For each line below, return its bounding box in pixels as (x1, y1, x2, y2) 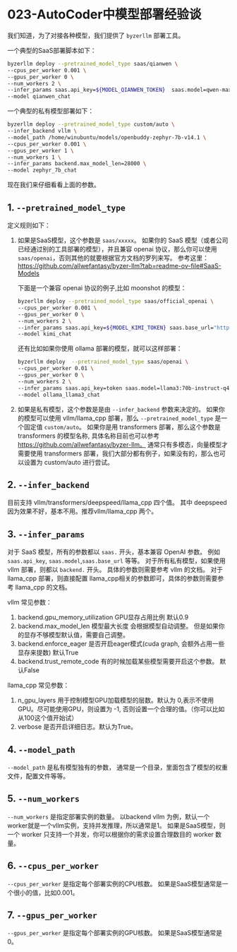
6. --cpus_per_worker (7, 859, 99, 872)
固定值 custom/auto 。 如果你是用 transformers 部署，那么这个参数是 (23, 422, 221, 431)
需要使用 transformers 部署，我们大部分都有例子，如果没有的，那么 (17, 449, 214, 458)
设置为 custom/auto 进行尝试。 (23, 458, 114, 466)
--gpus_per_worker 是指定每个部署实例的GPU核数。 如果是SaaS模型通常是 (7, 929, 223, 937)
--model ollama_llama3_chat (17, 391, 100, 398)
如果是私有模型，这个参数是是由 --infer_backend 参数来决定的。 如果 (17, 405, 219, 413)
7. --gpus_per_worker (7, 909, 97, 921)
